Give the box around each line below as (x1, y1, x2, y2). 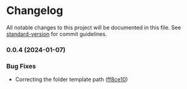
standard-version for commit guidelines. (6, 30, 107, 37)
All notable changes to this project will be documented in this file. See (6, 24, 182, 31)
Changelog (6, 4, 63, 18)
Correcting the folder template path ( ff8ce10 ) (15, 76, 128, 83)
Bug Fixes (6, 62, 37, 70)
